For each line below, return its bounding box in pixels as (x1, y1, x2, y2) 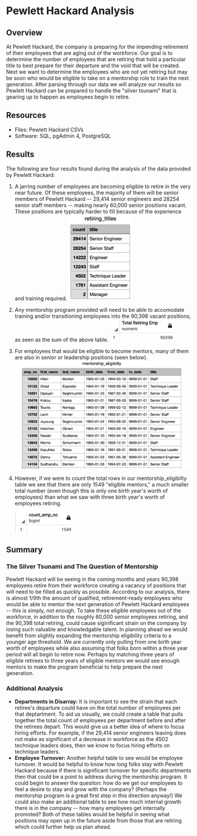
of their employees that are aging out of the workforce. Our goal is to (6, 50, 173, 57)
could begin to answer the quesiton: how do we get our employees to (14, 779, 183, 786)
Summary (6, 545, 43, 555)
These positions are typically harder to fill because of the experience (14, 208, 182, 215)
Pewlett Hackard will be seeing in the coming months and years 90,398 (6, 576, 179, 583)
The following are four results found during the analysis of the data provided (6, 165, 191, 172)
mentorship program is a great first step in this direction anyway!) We (14, 792, 183, 799)
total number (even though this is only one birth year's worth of (14, 487, 168, 494)
